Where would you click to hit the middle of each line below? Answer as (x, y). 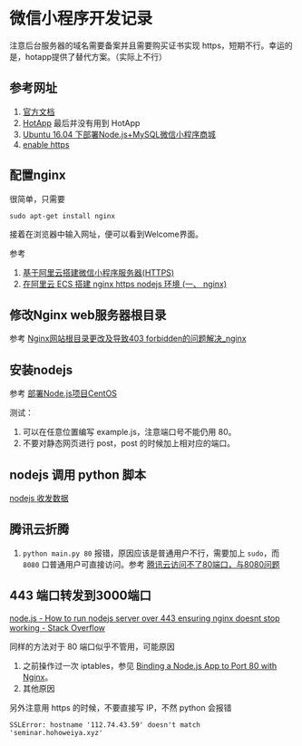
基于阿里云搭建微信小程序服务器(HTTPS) (98, 272)
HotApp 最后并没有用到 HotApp (81, 122)
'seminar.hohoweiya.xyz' (56, 732)
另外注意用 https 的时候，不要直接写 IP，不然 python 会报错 (121, 707)
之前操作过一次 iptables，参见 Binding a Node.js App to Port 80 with (150, 665)
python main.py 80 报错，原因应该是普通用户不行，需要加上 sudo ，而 (151, 553)
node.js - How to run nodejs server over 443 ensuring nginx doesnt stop (145, 618)
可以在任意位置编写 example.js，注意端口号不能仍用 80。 (129, 432)
